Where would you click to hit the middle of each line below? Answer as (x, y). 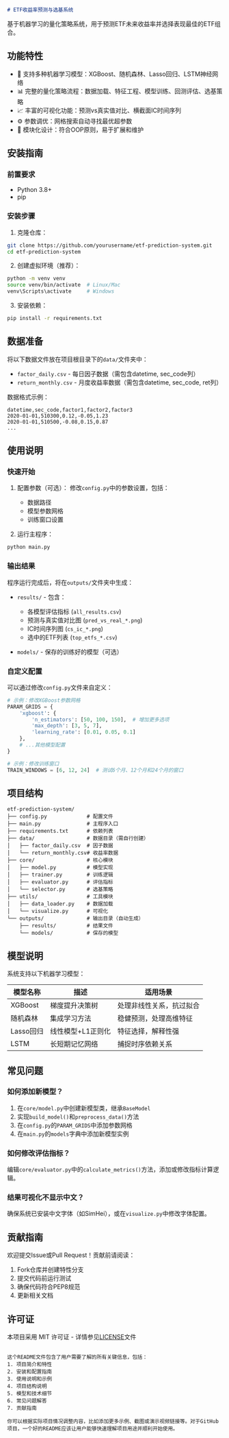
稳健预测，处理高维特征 (155, 1019)
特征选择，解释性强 (148, 1032)
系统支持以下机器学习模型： (46, 974)
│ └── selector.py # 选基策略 (60, 890)
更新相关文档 (35, 1295)
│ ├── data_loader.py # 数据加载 (60, 904)
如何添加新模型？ (35, 1092)
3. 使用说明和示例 (30, 1379)
